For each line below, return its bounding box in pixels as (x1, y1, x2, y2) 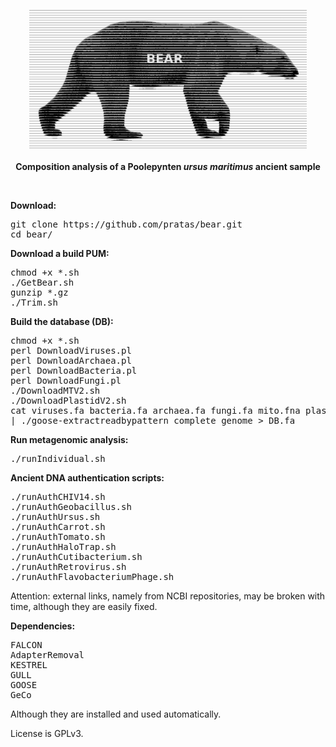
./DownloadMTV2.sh (10, 385, 101, 396)
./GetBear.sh (10, 277, 75, 288)
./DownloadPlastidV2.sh (10, 395, 127, 406)
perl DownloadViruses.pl (10, 345, 132, 356)
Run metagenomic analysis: (10, 434, 129, 445)
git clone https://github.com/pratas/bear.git (10, 219, 243, 230)
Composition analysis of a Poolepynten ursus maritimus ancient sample (15, 161, 321, 172)
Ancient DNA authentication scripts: (10, 472, 165, 484)
